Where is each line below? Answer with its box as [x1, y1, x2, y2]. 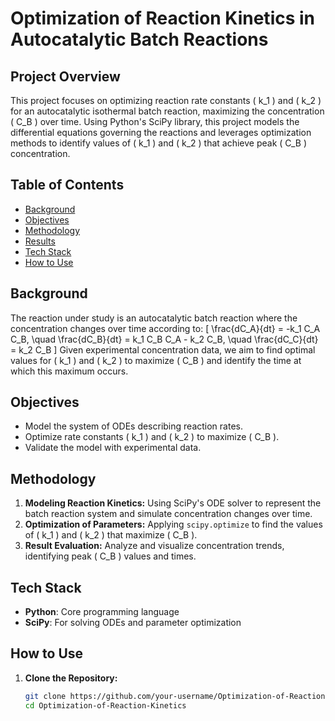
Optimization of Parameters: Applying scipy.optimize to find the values [24, 518, 323, 531]
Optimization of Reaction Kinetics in [10, 7, 316, 30]
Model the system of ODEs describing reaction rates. [24, 420, 243, 432]
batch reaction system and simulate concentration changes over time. [24, 508, 313, 520]
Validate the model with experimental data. [24, 442, 202, 454]
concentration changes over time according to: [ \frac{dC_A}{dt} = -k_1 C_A [10, 322, 321, 334]
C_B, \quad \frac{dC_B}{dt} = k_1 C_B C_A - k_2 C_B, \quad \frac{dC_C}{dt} [10, 333, 319, 345]
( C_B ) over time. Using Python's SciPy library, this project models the [10, 116, 300, 127]
